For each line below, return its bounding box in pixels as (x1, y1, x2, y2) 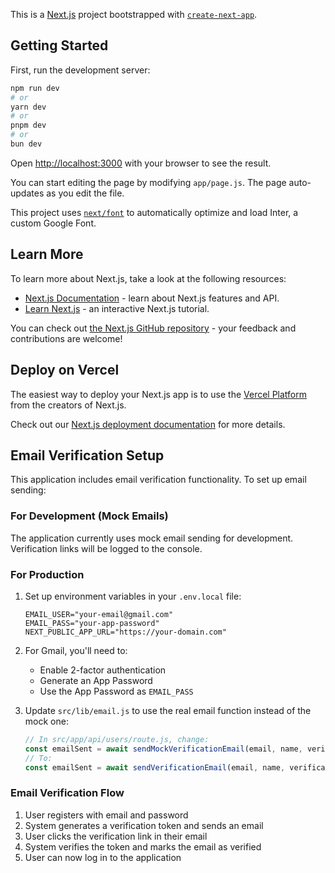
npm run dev (10, 83, 60, 93)
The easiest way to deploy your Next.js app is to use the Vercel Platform (10, 388, 308, 400)
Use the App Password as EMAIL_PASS (39, 685, 194, 697)
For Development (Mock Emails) (10, 509, 169, 523)
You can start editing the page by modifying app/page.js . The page (10, 176, 287, 188)
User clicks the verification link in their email (24, 830, 208, 842)
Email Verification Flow (10, 786, 125, 800)
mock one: (24, 715, 69, 727)
